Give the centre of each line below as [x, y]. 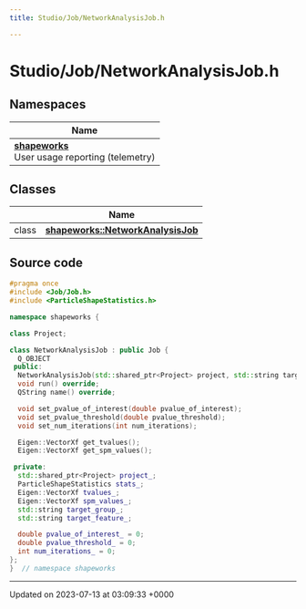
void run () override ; [59, 384]
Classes [33, 189]
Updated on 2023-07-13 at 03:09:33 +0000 [92, 594]
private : [30, 467]
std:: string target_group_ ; [71, 510]
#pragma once [34, 284]
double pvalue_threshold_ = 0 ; [77, 543]
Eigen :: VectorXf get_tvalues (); [79, 442]
